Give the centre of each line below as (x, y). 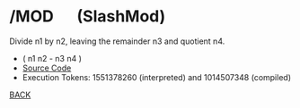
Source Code (47, 68)
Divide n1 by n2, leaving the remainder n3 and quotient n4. (117, 41)
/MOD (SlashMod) (88, 17)
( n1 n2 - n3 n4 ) (52, 58)
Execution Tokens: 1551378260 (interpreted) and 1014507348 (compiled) (157, 77)
